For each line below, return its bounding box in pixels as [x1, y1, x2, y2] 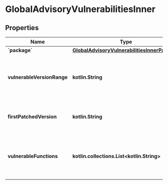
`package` [7, 47, 32, 54]
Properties [5, 24, 39, 32]
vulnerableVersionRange [7, 74, 68, 81]
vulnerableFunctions [7, 153, 58, 159]
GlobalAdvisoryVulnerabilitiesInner [5, 4, 156, 15]
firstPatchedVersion [7, 113, 57, 120]
